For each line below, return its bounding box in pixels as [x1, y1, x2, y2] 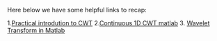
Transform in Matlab [7, 27, 65, 34]
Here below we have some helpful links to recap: [7, 6, 147, 14]
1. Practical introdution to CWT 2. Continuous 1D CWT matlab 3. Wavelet [7, 19, 210, 27]
